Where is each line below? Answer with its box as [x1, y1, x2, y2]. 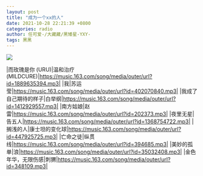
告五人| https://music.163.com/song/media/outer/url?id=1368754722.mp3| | [6, 118, 194, 125]
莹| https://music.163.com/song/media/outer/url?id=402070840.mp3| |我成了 [6, 87, 198, 95]
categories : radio [6, 25, 53, 32]
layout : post [6, 8, 40, 15]
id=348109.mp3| [6, 163, 48, 170]
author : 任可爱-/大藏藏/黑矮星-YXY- [6, 32, 91, 38]
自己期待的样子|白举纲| [6, 95, 64, 102]
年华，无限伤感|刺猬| [6, 156, 58, 163]
